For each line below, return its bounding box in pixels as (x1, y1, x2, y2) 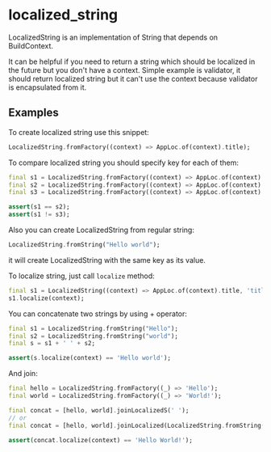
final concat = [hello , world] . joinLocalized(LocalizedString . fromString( (8, 421, 265, 429)
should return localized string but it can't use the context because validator (8, 74, 258, 83)
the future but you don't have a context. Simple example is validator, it (8, 65, 240, 74)
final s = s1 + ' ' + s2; (8, 340, 95, 348)
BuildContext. (8, 40, 54, 50)
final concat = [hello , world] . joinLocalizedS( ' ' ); (8, 406, 190, 414)
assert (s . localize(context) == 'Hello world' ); (8, 354, 172, 362)
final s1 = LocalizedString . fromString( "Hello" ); (8, 324, 179, 332)
